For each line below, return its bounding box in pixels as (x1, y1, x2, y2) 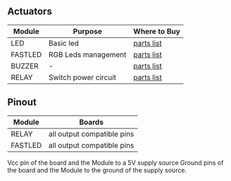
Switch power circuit (48, 72, 117, 82)
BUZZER (11, 61, 39, 71)
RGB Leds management (48, 49, 127, 59)
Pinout (7, 96, 37, 108)
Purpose (73, 26, 102, 36)
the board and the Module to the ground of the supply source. (7, 166, 187, 174)
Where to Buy (133, 26, 181, 36)
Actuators (7, 6, 53, 18)
